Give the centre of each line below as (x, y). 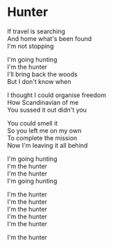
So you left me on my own (44, 130)
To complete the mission (42, 138)
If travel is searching (36, 31)
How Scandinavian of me (43, 102)
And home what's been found (50, 38)
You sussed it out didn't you (47, 110)
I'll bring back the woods (42, 74)
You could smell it (33, 123)
